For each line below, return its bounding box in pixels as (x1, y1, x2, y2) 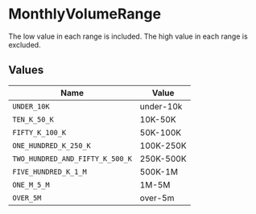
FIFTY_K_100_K (12, 128, 67, 137)
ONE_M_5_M (12, 180, 50, 189)
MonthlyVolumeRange (8, 5, 162, 23)
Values (8, 64, 44, 77)
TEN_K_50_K (12, 114, 54, 124)
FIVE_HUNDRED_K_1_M (12, 167, 87, 176)
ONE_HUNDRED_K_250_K (12, 141, 91, 150)
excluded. (8, 39, 42, 49)
